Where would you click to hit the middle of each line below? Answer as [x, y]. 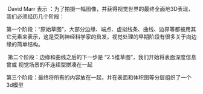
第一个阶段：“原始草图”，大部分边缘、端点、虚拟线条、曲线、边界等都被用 [99, 29]
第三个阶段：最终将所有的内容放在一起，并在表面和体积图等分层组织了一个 [99, 77]
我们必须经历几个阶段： [35, 16]
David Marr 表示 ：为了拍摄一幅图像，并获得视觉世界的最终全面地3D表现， [101, 9]
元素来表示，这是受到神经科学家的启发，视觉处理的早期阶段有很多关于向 [101, 37]
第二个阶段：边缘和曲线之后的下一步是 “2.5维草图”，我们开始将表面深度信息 [102, 57]
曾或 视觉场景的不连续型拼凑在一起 [49, 64]
